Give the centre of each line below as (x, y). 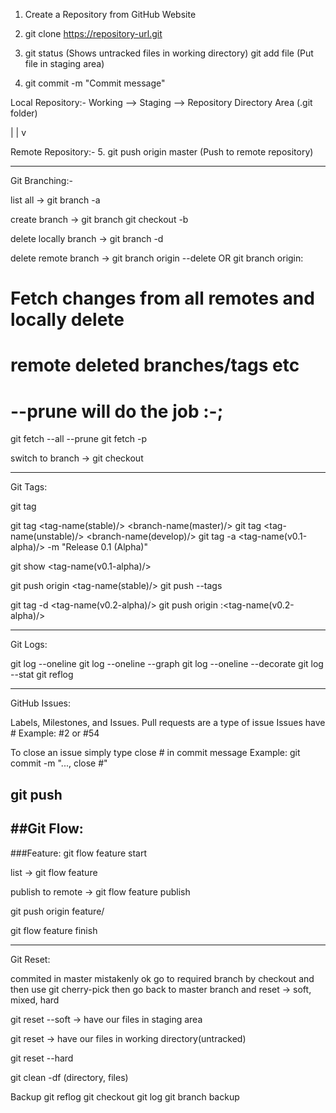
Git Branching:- (41, 180)
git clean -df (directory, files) (69, 1077)
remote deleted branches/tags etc (155, 365)
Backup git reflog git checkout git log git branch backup (125, 1096)
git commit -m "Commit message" (95, 83)
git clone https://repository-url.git (93, 33)
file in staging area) (64, 63)
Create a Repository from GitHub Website (110, 14)
